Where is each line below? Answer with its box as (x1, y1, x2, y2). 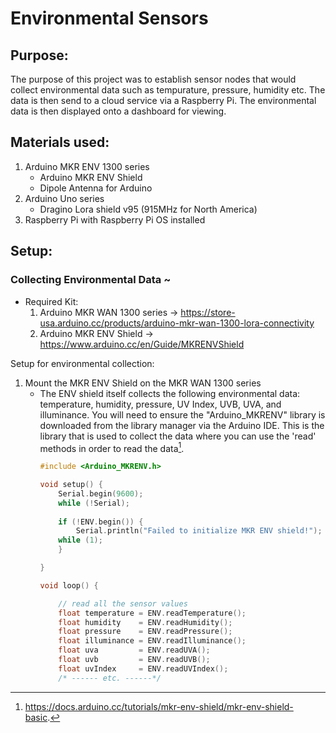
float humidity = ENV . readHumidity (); (58, 617, 233, 627)
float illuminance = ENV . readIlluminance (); (58, 636, 247, 646)
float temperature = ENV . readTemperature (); (58, 608, 247, 618)
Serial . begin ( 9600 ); (58, 488, 144, 499)
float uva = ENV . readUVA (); (58, 645, 211, 656)
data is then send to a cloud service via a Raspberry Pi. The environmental (10, 95, 317, 106)
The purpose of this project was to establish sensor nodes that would (10, 73, 297, 85)
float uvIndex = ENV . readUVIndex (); (58, 663, 229, 674)
